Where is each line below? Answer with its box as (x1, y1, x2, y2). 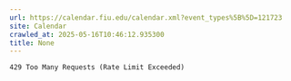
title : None (9, 38, 55, 48)
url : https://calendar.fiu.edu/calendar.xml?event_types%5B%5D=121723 (9, 13, 283, 22)
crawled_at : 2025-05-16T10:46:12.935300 (9, 30, 166, 39)
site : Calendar (9, 22, 67, 31)
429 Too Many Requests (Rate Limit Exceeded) (9, 63, 185, 72)
